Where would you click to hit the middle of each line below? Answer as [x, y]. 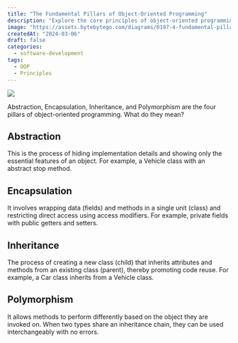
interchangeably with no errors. [53, 332]
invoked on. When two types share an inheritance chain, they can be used [115, 324]
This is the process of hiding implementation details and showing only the [115, 154]
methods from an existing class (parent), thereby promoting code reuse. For [118, 269]
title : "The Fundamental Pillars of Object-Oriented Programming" [107, 14]
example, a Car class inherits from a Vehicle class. [81, 277]
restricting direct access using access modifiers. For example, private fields [118, 215]
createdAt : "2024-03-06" [44, 34]
